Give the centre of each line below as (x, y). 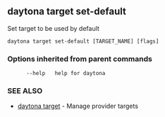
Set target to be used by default (54, 28)
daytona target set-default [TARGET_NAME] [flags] (83, 41)
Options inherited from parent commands (80, 59)
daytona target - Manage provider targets (78, 106)
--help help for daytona (66, 74)
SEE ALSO (25, 91)
